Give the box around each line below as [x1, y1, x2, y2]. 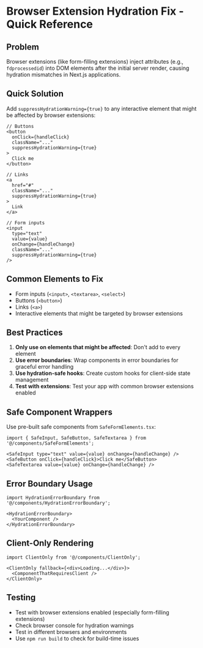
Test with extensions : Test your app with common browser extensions [15, 383, 194, 390]
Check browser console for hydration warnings [15, 622, 135, 629]
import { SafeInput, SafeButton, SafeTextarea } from [6, 435, 147, 442]
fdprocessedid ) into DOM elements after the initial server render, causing [6, 64, 190, 72]
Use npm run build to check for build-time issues [15, 635, 139, 642]
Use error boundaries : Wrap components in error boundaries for [15, 356, 179, 364]
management [15, 376, 49, 383]
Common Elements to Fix [6, 274, 104, 284]
